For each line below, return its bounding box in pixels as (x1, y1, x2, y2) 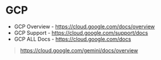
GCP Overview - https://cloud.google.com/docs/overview (14, 23, 155, 30)
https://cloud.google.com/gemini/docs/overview (20, 46, 139, 54)
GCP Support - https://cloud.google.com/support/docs (14, 29, 149, 36)
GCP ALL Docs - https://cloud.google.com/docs (14, 35, 131, 42)
